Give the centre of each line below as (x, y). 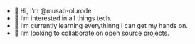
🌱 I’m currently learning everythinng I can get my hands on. (101, 25)
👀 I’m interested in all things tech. (63, 18)
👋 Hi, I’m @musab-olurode (53, 11)
